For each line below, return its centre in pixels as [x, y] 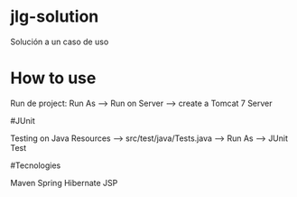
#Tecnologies [36, 165]
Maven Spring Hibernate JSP [64, 183]
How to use [53, 78]
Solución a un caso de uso [60, 42]
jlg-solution [55, 17]
